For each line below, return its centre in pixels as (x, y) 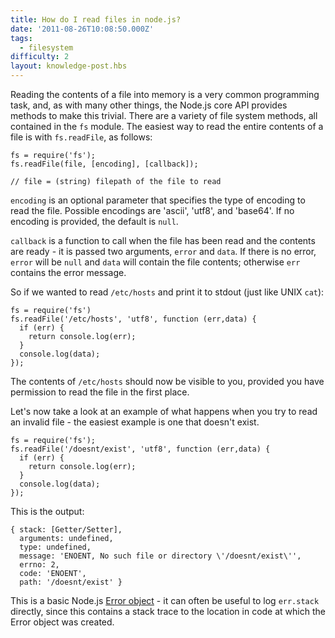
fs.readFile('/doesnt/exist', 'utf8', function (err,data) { (140, 449)
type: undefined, (55, 547)
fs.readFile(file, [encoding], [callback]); (104, 164)
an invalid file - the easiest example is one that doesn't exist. (135, 422)
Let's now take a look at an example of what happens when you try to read (164, 411)
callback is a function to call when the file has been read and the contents (163, 240)
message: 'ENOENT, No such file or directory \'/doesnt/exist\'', (160, 556)
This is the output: (47, 511)
